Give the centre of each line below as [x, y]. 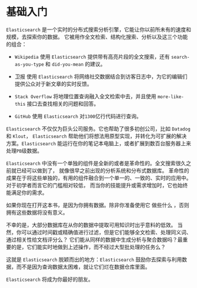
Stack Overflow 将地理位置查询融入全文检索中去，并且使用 [85, 96]
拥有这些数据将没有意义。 [37, 212]
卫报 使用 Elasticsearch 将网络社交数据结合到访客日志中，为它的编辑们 [101, 76]
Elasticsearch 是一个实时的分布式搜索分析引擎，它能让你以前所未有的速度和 [99, 29]
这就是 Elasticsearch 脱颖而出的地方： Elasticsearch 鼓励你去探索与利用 [94, 259]
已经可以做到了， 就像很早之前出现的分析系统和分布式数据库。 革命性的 [103, 170]
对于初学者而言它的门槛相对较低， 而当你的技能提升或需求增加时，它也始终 [97, 185]
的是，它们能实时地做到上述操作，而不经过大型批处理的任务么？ [88, 247]
